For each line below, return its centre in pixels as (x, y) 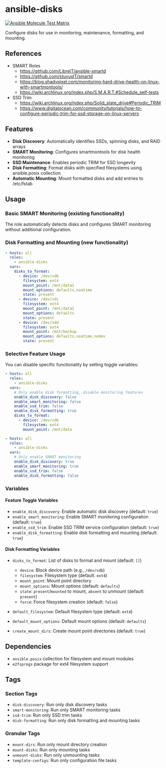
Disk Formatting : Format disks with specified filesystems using (77, 168)
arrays (19, 146)
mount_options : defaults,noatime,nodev (64, 336)
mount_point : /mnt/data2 (49, 309)
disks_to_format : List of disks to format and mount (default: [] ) (77, 560)
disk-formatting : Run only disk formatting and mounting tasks (76, 721)
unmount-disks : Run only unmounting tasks (56, 755)
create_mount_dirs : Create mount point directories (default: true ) (79, 631)
